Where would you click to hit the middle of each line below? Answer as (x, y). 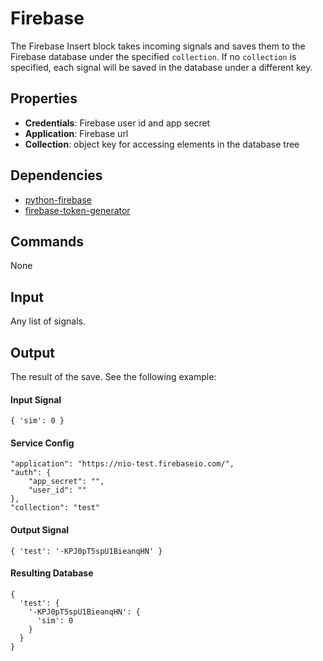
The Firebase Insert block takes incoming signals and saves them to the (158, 46)
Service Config (42, 443)
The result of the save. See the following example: (113, 376)
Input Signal (36, 399)
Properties (44, 98)
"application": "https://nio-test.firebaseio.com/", (122, 464)
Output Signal (40, 530)
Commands (47, 241)
